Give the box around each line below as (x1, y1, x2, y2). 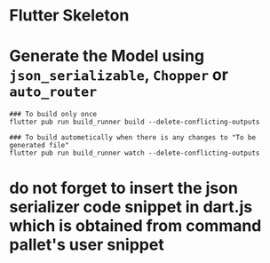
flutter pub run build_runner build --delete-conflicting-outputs (9, 117, 260, 127)
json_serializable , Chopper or (9, 65, 229, 85)
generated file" (9, 141, 69, 150)
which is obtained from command (9, 216, 262, 236)
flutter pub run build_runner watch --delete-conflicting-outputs (9, 148, 260, 158)
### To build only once (9, 110, 98, 119)
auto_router (9, 84, 98, 100)
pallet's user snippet (9, 235, 164, 255)
